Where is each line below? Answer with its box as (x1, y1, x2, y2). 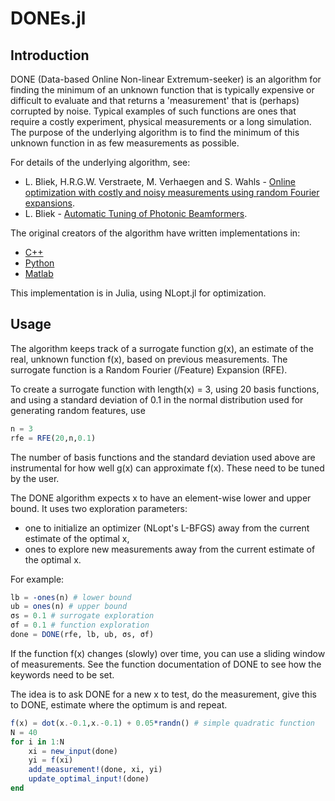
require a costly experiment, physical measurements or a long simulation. (10, 116, 312, 127)
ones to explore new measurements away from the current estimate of (24, 543, 316, 555)
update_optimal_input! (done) (28, 774, 150, 784)
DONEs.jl (10, 7, 87, 30)
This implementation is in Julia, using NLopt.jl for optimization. (10, 287, 267, 299)
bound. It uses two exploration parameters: (10, 502, 188, 514)
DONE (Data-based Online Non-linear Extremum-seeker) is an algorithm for (10, 73, 322, 85)
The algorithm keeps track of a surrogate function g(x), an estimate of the (10, 342, 314, 354)
